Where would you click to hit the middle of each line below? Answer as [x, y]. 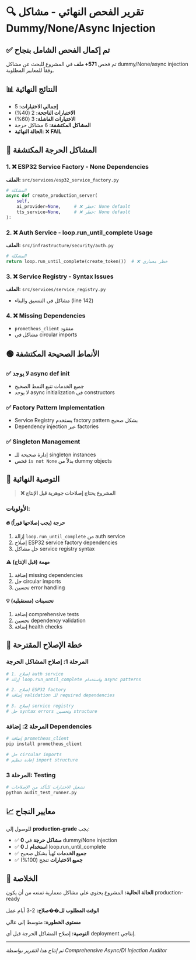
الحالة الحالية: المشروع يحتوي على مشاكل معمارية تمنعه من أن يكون [80, 893]
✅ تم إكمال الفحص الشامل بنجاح [58, 50]
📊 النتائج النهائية [32, 89]
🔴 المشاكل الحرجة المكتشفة [52, 150]
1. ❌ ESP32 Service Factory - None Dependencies [77, 167]
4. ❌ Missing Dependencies [46, 316]
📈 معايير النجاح [31, 812]
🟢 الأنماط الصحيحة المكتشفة [53, 353]
